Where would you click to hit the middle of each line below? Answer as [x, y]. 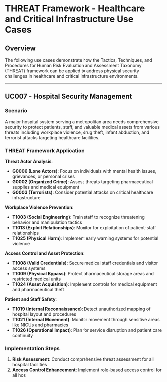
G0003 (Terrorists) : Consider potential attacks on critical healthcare [83, 192]
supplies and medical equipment [46, 187]
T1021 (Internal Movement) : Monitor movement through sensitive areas [86, 319]
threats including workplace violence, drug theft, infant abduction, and [77, 132]
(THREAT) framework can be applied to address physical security [72, 71]
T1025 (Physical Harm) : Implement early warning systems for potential [85, 238]
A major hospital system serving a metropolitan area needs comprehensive [82, 122]
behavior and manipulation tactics [47, 222]
